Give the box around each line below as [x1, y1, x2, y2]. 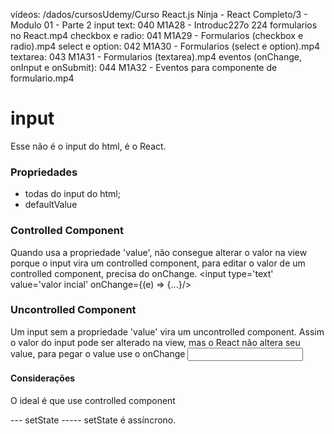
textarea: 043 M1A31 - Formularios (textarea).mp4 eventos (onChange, [10, 51, 303, 63]
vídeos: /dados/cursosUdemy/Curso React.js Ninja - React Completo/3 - [10, 9, 308, 20]
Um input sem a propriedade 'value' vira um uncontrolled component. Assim [10, 325, 325, 338]
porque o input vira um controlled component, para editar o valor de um [10, 257, 306, 269]
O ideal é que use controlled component [10, 395, 176, 407]
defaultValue [24, 199, 78, 211]
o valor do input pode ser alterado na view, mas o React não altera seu [10, 336, 301, 348]
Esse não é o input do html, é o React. [10, 140, 167, 152]
